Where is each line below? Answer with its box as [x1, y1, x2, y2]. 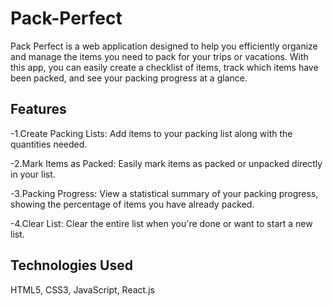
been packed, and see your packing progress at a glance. [10, 72, 248, 84]
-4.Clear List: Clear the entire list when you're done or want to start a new [10, 217, 313, 229]
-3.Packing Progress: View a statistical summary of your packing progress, [10, 187, 319, 199]
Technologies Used [10, 257, 133, 274]
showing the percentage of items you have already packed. [10, 198, 255, 210]
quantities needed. [10, 138, 88, 150]
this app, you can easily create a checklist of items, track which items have [10, 61, 319, 73]
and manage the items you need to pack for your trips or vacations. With [10, 50, 309, 62]
